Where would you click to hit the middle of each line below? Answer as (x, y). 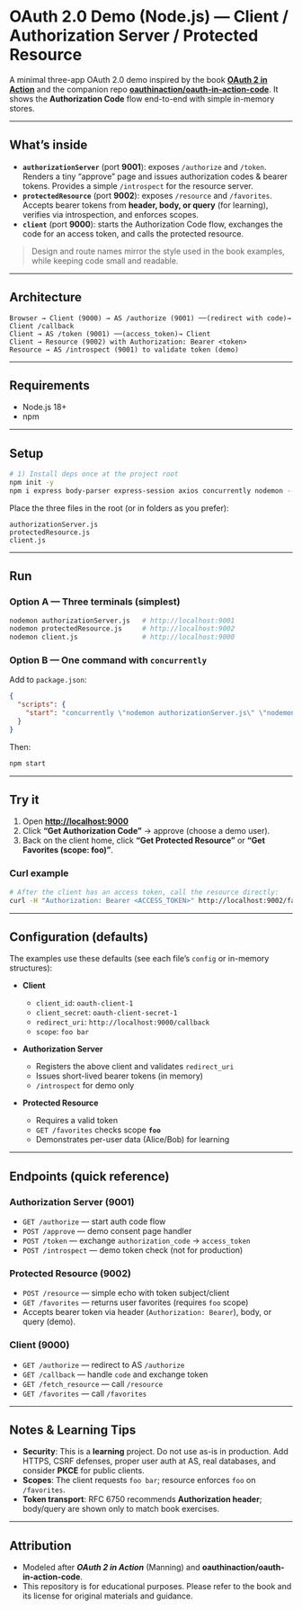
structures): (31, 968)
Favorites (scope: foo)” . (68, 850)
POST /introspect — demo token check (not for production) (133, 1250)
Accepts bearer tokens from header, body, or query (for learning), (145, 205)
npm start (28, 763)
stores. (22, 108)
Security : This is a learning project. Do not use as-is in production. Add (155, 1452)
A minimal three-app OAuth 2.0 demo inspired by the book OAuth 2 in (138, 79)
